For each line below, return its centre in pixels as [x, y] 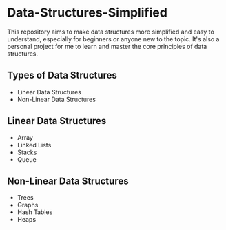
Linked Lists [34, 145]
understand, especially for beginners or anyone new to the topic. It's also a [113, 39]
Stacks [27, 152]
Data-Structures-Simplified [87, 13]
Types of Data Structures [62, 75]
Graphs [28, 205]
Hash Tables [35, 212]
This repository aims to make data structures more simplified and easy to [111, 32]
